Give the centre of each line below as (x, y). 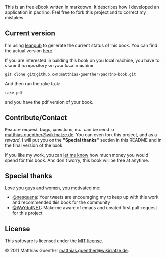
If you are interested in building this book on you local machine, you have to (82, 60)
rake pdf (14, 93)
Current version (30, 33)
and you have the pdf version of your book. (49, 102)
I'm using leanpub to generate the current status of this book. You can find (81, 45)
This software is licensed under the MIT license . (54, 241)
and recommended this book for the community (61, 202)
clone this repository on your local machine (49, 65)
